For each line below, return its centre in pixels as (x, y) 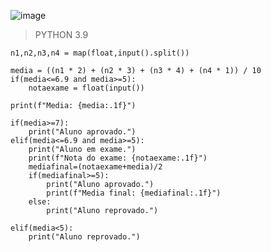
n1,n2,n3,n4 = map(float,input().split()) (100, 53)
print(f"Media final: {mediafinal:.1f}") (134, 193)
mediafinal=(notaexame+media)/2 (95, 167)
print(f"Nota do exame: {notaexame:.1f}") (118, 158)
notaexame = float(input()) (86, 88)
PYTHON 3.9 (61, 34)
